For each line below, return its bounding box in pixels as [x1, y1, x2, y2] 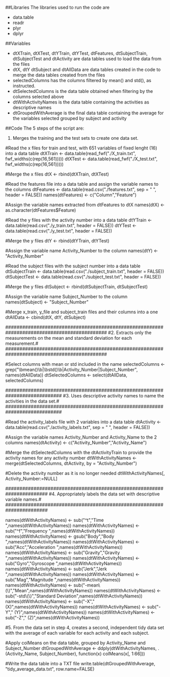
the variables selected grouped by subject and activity [12, 115, 127, 121]
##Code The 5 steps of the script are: [5, 125, 84, 131]
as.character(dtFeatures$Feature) [5, 207, 76, 213]
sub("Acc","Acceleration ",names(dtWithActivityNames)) [5, 544, 123, 550]
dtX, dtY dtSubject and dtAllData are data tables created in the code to [12, 66, 161, 72]
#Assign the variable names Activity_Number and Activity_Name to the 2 [5, 434, 157, 440]
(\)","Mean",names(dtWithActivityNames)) [5, 588, 93, 593]
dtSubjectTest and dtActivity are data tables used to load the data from [12, 56, 162, 62]
